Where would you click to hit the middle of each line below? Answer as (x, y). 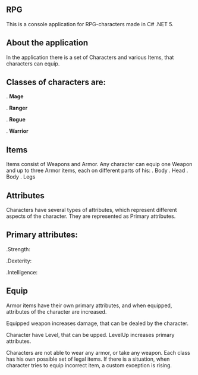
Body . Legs (21, 177)
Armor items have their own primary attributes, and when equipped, (89, 305)
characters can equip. (33, 63)
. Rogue (16, 120)
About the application (47, 43)
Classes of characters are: (56, 82)
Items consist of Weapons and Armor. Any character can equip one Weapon (99, 164)
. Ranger (17, 108)
